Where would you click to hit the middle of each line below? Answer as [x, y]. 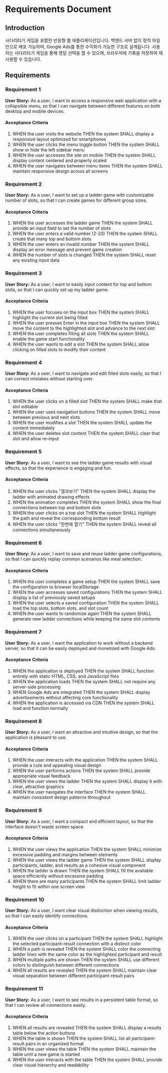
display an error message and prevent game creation [67, 250]
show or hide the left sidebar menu [48, 149]
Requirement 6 [24, 543]
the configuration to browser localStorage [56, 587]
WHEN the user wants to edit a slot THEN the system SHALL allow [81, 344]
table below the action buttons [44, 1033]
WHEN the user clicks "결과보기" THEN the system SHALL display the [84, 491]
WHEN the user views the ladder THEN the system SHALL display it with [87, 782]
